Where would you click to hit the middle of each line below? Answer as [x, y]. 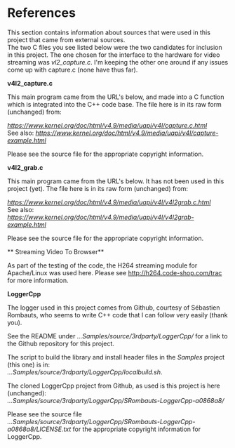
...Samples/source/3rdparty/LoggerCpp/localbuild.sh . [85, 372]
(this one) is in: [29, 364]
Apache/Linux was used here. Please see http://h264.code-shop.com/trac [115, 272]
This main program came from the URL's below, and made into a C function [116, 97]
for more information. [38, 280]
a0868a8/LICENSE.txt [39, 429]
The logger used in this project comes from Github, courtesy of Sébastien [114, 308]
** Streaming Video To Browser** [56, 251]
